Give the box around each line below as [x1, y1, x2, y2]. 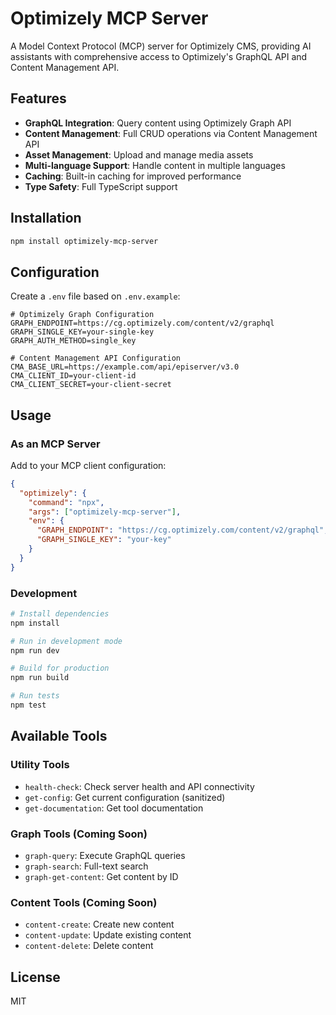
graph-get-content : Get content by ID [24, 870, 179, 882]
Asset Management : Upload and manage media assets [24, 148, 254, 161]
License [10, 968, 61, 986]
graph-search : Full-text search [24, 860, 149, 872]
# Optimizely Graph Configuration [10, 310, 155, 320]
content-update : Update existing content [24, 929, 192, 941]
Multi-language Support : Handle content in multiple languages [24, 159, 286, 171]
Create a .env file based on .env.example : [10, 290, 181, 302]
